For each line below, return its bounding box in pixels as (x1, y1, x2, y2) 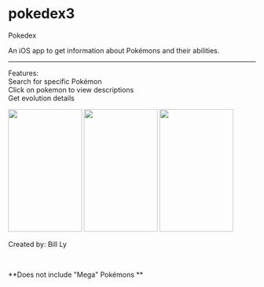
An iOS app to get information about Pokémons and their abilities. (8, 45, 220, 55)
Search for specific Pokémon (8, 76, 102, 86)
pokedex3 (8, 5, 75, 23)
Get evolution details (8, 93, 75, 103)
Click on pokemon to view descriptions (8, 85, 134, 94)
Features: (8, 68, 39, 78)
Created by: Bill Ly (8, 239, 67, 249)
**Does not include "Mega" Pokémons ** (8, 270, 144, 279)
